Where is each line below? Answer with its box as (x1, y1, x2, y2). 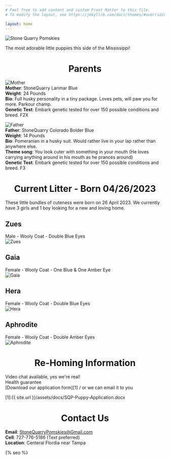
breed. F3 (5, 165, 26, 171)
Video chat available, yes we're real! (5, 374, 81, 380)
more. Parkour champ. (5, 101, 52, 107)
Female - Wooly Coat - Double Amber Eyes (5, 334, 95, 340)
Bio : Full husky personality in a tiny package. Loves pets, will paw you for (5, 96, 158, 102)
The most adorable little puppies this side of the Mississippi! (5, 45, 131, 51)
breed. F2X (5, 112, 29, 118)
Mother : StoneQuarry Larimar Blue (5, 85, 78, 91)
